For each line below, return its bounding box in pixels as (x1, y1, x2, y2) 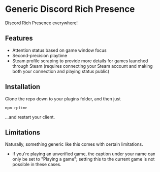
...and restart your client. (5, 114, 55, 120)
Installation (5, 83, 40, 91)
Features (5, 34, 33, 43)
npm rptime (5, 105, 28, 110)
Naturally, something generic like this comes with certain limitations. (5, 141, 144, 147)
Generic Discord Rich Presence (5, 3, 135, 15)
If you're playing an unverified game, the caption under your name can (12, 151, 156, 157)
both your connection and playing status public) (12, 68, 110, 74)
